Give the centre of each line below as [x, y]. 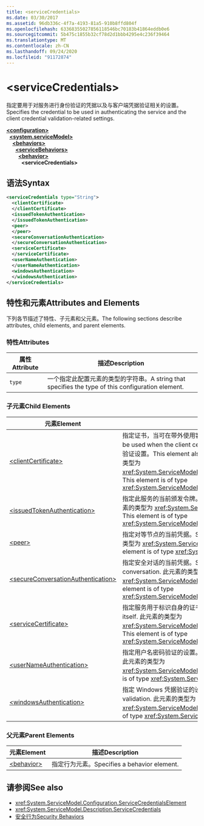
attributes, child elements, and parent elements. [66, 326]
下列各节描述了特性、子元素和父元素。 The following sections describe [94, 319]
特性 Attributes [28, 343]
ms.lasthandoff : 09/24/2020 [42, 52]
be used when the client [157, 444]
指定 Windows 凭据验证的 [159, 690]
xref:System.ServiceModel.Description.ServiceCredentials [88, 809]
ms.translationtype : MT [36, 40]
